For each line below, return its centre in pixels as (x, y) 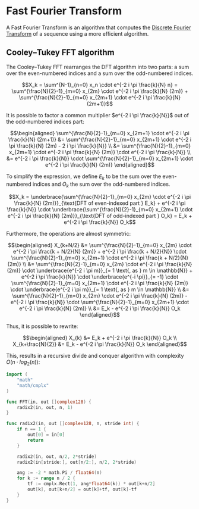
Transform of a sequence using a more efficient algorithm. (78, 33)
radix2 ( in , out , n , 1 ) (45, 407)
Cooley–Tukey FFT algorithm (60, 53)
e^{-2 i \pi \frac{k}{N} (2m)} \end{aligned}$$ (100, 164)
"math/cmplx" (33, 385)
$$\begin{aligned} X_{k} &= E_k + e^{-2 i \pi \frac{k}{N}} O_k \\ (100, 338)
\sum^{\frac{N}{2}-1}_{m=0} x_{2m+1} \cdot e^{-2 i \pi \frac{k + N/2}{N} (100, 258)
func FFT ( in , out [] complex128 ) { (49, 402)
